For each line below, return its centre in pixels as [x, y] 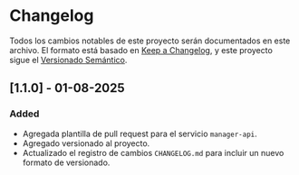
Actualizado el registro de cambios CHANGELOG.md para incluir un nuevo [153, 152]
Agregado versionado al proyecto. [86, 143]
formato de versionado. [66, 162]
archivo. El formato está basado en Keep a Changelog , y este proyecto [141, 50]
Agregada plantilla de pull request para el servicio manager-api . [140, 134]
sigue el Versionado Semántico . [68, 60]
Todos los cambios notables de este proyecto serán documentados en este [150, 41]
